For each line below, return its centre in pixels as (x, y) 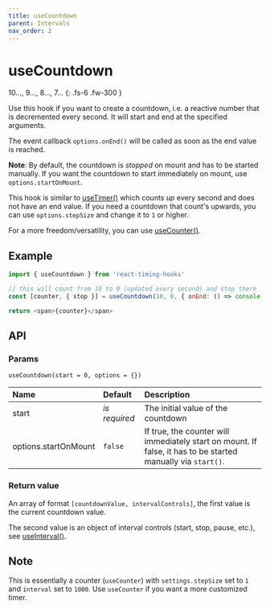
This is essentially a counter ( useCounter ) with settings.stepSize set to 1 (129, 581)
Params (23, 359)
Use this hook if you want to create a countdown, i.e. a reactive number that (134, 109)
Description (167, 395)
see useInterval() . (37, 536)
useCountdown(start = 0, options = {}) (75, 376)
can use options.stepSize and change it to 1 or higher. (98, 215)
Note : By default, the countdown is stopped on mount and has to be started (133, 165)
